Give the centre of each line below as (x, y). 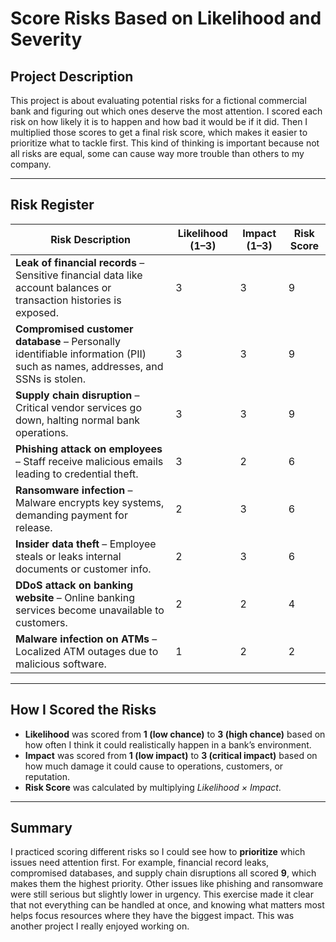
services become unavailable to (90, 610)
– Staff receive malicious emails (89, 461)
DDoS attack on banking (74, 585)
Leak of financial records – (80, 262)
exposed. (37, 312)
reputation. (47, 776)
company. (31, 164)
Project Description (72, 76)
